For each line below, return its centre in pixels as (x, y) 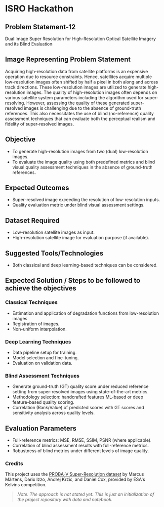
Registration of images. (36, 324)
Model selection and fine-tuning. (45, 358)
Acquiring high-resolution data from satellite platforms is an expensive (77, 71)
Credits (14, 464)
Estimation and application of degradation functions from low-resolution (85, 313)
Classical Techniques (31, 302)
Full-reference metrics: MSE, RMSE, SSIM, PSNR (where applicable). (82, 440)
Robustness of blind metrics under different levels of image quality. (81, 451)
